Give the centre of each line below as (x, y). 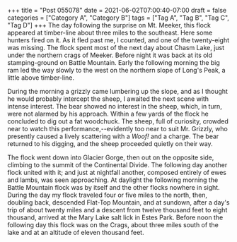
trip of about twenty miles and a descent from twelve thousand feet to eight (117, 210)
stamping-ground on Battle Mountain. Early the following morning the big (114, 62)
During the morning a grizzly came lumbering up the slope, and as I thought (118, 91)
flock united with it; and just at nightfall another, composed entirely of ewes (117, 173)
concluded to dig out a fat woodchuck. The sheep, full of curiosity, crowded (118, 121)
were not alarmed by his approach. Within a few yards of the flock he (108, 114)
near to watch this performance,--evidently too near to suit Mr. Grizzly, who (118, 129)
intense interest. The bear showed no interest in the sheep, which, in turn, (115, 106)
